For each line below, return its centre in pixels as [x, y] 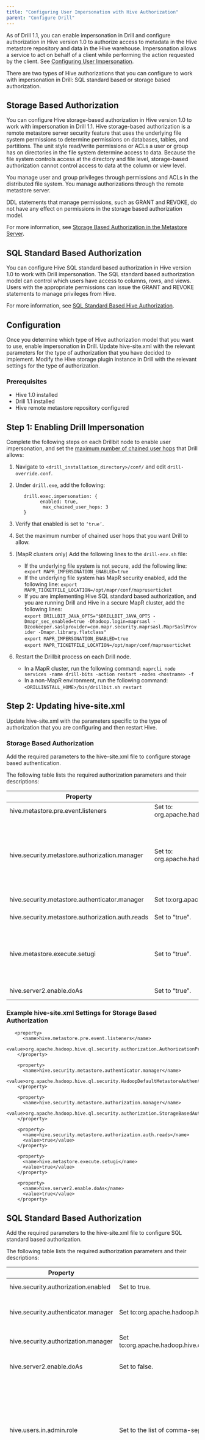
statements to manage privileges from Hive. [61, 294]
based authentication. [34, 763]
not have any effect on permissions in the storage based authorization [95, 209]
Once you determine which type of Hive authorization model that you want [100, 339]
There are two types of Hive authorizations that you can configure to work [99, 73]
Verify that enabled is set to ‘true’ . [59, 524]
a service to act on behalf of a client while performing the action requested [100, 55]
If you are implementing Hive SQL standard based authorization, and [110, 596]
